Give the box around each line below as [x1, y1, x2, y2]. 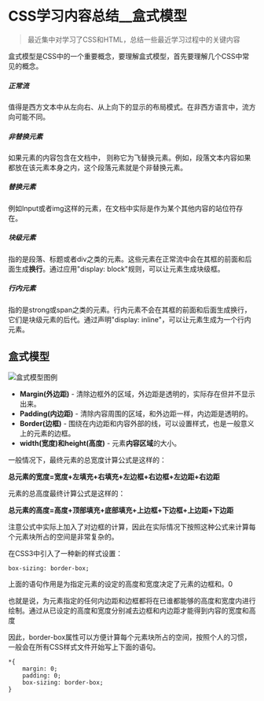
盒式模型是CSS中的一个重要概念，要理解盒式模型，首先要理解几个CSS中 [8, 51, 243, 61]
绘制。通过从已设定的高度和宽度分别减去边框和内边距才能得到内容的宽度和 [8, 606, 249, 615]
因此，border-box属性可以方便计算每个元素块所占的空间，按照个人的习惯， [8, 632, 251, 642]
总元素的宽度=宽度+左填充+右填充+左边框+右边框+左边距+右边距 [8, 472, 220, 481]
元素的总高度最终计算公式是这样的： [8, 488, 126, 498]
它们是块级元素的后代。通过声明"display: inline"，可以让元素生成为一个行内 [8, 314, 251, 324]
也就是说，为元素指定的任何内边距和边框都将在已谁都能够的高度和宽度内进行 [8, 595, 256, 605]
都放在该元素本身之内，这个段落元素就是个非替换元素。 [8, 162, 187, 172]
